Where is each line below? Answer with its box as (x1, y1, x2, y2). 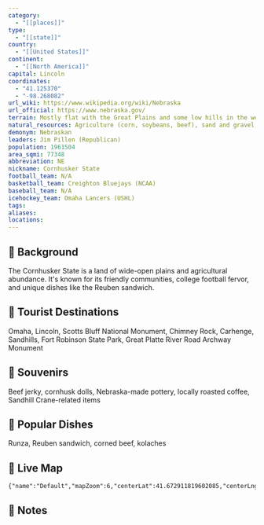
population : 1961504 (8, 143, 76, 151)
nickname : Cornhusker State (8, 165, 101, 173)
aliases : (8, 209, 37, 217)
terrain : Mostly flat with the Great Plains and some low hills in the (8, 114, 247, 122)
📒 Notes (8, 504, 48, 517)
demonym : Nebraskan (8, 128, 72, 136)
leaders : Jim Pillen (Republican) (8, 135, 122, 144)
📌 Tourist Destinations (8, 306, 119, 319)
